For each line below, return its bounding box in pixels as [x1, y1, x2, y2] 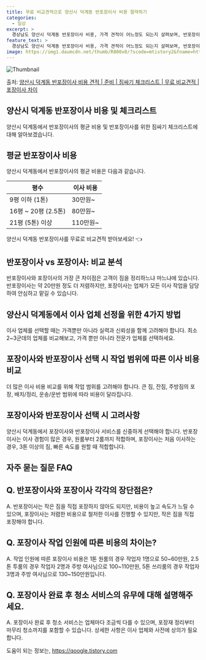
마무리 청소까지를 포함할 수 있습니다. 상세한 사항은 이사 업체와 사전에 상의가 [6, 626, 186, 634]
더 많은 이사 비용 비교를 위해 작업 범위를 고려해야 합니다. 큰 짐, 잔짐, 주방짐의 [6, 383, 189, 390]
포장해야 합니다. [6, 518, 45, 525]
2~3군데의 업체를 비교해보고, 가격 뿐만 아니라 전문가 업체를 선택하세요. [6, 334, 175, 342]
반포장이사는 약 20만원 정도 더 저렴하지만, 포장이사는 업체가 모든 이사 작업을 [6, 282, 188, 290]
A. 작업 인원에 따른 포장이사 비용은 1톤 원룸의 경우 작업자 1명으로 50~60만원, [6, 555, 189, 562]
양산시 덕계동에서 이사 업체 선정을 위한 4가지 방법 [6, 309, 181, 320]
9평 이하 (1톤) [9, 195, 48, 204]
